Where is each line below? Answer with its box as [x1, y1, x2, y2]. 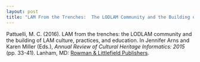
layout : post [6, 8, 39, 15]
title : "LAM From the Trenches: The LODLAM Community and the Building [6, 14, 190, 20]
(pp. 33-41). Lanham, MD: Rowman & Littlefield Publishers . [6, 49, 150, 56]
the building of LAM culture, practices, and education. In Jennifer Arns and [6, 37, 190, 44]
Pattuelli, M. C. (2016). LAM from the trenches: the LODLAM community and [6, 30, 192, 37]
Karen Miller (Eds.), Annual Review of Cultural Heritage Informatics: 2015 [6, 43, 185, 50]
